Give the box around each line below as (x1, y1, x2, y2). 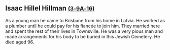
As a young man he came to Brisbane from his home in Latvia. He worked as (5, 17, 165, 23)
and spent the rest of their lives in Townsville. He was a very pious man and (5, 28, 163, 34)
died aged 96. (5, 39, 35, 45)
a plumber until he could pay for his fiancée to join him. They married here (5, 23, 160, 29)
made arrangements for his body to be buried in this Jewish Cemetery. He (5, 33, 160, 39)
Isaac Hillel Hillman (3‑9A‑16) (5, 4, 95, 13)
